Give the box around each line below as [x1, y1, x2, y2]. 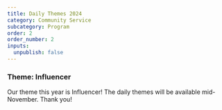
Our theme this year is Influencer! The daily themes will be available [7, 88, 201, 96]
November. [7, 95, 39, 104]
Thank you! [40, 95, 73, 104]
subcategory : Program [7, 23, 70, 30]
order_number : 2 [7, 36, 54, 43]
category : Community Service [7, 17, 92, 24]
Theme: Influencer [7, 72, 71, 81]
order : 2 [7, 29, 33, 37]
